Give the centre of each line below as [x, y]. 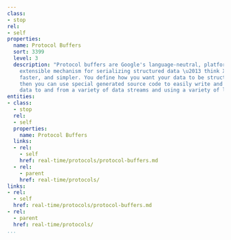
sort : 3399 [29, 52]
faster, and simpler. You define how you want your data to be [112, 77]
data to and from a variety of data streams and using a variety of [120, 90]
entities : [21, 97]
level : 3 [26, 58]
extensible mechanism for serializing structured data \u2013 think [120, 71]
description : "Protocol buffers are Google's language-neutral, [107, 65]
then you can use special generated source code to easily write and [121, 84]
